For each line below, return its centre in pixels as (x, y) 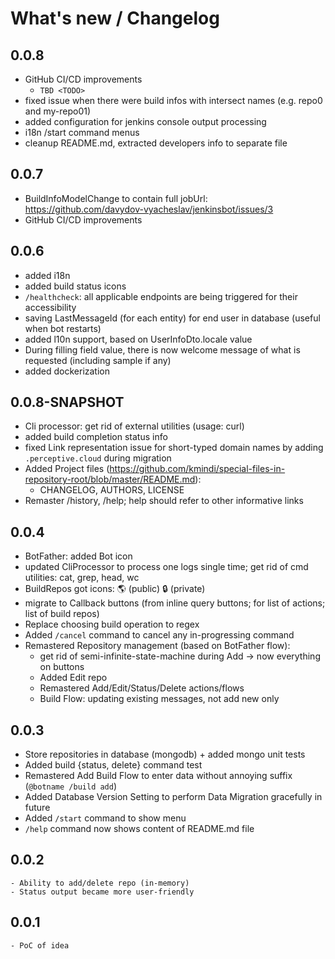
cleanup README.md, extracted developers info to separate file (156, 143)
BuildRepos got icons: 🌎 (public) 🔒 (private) (115, 589)
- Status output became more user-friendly (102, 892)
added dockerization (67, 371)
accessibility (50, 307)
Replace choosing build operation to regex (112, 624)
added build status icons (75, 286)
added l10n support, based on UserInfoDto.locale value (138, 339)
